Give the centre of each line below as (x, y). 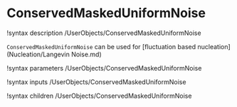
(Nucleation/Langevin (38, 54)
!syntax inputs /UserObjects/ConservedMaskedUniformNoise (96, 82)
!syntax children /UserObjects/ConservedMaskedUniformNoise (99, 96)
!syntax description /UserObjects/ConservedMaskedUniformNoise (104, 33)
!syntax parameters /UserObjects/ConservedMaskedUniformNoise (104, 68)
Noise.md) (87, 54)
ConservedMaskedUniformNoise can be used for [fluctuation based (101, 46)
